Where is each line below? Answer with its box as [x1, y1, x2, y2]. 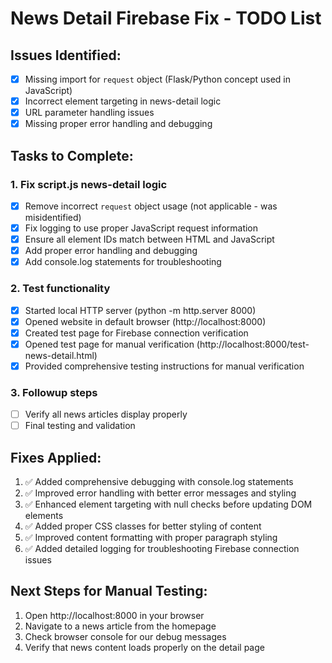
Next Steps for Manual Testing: [10, 583, 208, 600]
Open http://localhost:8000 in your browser [24, 609, 205, 621]
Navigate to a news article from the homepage [24, 620, 217, 632]
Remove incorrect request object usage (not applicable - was [24, 200, 278, 212]
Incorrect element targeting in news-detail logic [24, 95, 222, 107]
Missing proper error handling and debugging [24, 118, 213, 130]
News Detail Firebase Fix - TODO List [10, 7, 322, 30]
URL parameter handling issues [24, 107, 155, 119]
